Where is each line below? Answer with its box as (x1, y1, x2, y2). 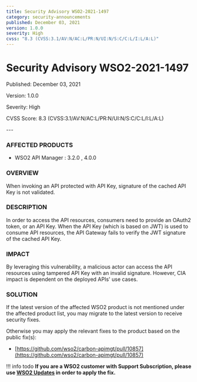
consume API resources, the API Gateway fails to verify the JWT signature (6, 229, 186, 236)
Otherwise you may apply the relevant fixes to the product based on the (6, 327, 181, 335)
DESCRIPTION (6, 203, 48, 212)
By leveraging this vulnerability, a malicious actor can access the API (6, 263, 172, 270)
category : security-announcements (6, 14, 91, 20)
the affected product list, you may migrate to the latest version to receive (6, 310, 182, 317)
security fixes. (6, 316, 41, 323)
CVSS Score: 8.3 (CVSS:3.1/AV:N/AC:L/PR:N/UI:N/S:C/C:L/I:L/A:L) (6, 115, 164, 122)
